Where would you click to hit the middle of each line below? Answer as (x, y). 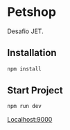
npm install (24, 69)
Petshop (32, 12)
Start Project (35, 91)
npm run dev (24, 106)
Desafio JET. (25, 31)
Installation (32, 53)
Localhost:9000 (30, 120)
